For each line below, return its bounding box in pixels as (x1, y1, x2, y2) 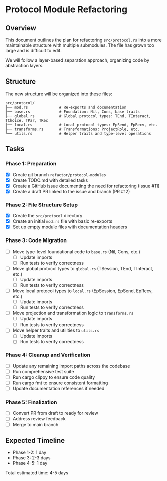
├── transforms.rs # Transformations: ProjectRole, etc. (5, 127, 140, 132)
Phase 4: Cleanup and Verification (5, 351, 90, 358)
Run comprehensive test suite (12, 368, 74, 374)
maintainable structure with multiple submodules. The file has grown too (5, 42, 154, 48)
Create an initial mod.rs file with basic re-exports (12, 218, 113, 224)
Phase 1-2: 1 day (12, 449, 47, 456)
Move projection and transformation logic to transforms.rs (12, 310, 134, 316)
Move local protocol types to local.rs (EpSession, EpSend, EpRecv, (12, 288, 153, 294)
